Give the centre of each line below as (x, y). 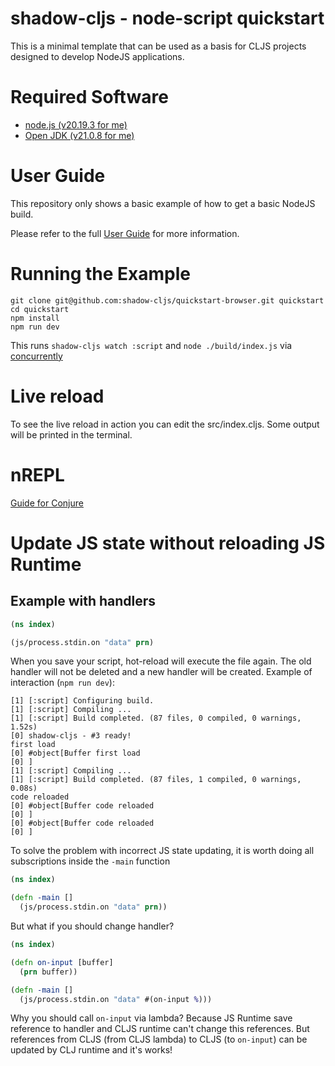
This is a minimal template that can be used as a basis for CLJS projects (158, 46)
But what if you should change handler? (92, 926)
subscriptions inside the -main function (90, 861)
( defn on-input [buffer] (62, 962)
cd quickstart (40, 309)
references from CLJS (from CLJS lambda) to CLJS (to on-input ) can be (159, 1039)
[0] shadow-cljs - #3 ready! (71, 736)
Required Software (89, 97)
